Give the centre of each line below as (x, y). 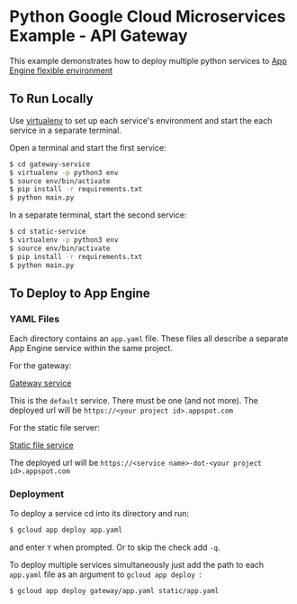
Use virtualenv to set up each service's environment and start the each (141, 120)
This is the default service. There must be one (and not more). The (134, 401)
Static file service (41, 445)
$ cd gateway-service (50, 164)
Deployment (37, 494)
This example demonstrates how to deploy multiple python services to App (148, 60)
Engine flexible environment (61, 70)
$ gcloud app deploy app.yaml (66, 530)
